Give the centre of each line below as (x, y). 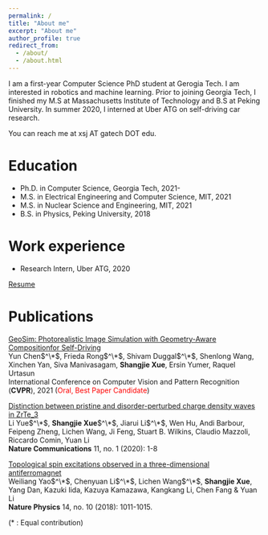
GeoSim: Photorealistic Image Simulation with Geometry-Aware (112, 339)
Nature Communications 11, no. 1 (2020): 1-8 (83, 448)
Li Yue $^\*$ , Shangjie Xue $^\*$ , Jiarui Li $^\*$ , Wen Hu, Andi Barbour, (126, 422)
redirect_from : (34, 46)
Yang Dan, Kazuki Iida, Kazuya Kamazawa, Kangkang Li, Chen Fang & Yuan (133, 490)
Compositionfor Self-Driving (55, 348)
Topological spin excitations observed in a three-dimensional (109, 464)
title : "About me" (39, 23)
